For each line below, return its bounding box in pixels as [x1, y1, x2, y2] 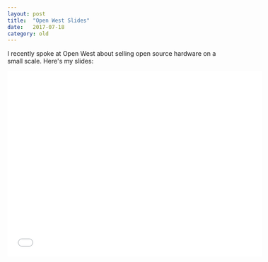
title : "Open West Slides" [7, 17, 91, 24]
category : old [7, 30, 49, 37]
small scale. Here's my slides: [7, 57, 94, 66]
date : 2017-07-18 [7, 23, 65, 30]
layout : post [7, 10, 46, 18]
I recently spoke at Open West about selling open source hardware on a [7, 49, 216, 58]
